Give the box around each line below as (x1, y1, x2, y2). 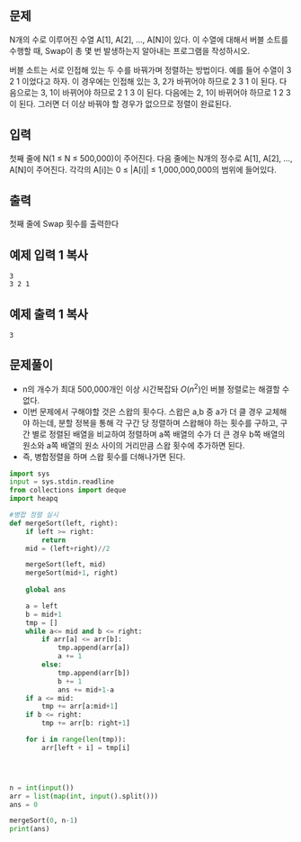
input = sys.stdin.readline (9, 477, 115, 486)
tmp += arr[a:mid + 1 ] (41, 702, 119, 711)
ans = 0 (9, 800, 39, 809)
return (41, 535, 66, 545)
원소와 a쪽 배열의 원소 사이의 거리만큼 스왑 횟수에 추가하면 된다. (22, 439, 245, 450)
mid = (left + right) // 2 (25, 544, 111, 553)
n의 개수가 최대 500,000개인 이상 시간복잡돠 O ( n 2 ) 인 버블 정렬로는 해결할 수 (22, 382, 290, 394)
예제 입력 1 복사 (9, 247, 88, 263)
